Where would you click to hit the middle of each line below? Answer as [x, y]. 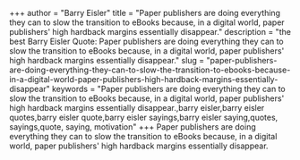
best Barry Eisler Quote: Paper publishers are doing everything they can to [146, 41]
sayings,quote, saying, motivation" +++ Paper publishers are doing [133, 127]
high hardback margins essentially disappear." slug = [107, 60]
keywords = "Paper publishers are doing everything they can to [169, 89]
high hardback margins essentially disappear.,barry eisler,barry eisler [137, 108]
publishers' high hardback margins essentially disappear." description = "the [150, 32]
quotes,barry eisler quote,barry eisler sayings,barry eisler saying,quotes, [144, 117]
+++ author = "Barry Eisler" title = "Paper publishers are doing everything [145, 13]
